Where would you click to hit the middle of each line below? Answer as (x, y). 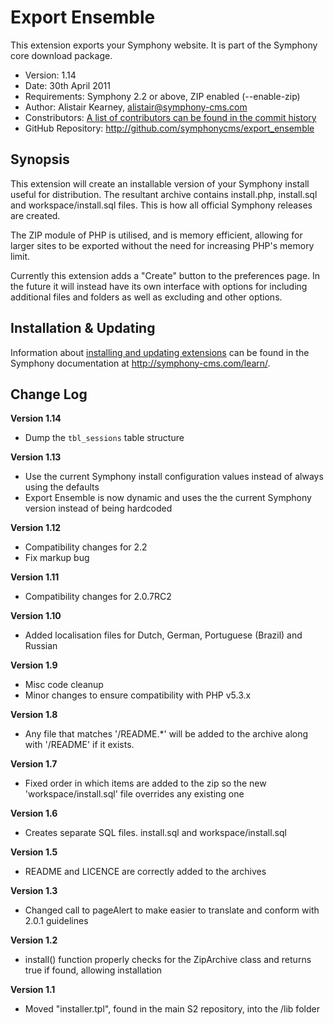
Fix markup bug (57, 558)
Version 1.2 (34, 940)
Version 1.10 (36, 616)
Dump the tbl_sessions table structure (104, 438)
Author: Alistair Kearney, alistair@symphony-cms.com (136, 107)
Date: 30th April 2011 (67, 85)
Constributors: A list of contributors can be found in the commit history (170, 117)
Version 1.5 (34, 852)
